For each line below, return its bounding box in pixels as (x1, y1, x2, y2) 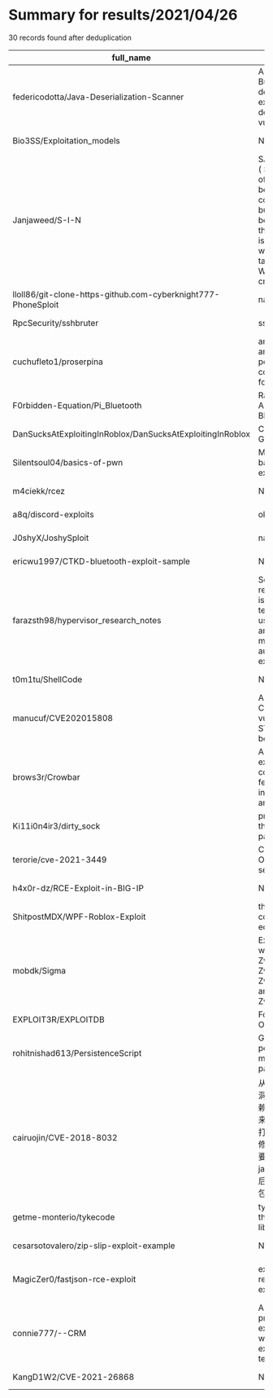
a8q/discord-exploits (12, 508, 95, 520)
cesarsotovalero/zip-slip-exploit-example (12, 1240, 175, 1251)
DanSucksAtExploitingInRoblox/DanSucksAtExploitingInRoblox (12, 428, 250, 439)
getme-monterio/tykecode (12, 1211, 115, 1223)
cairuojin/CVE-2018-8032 (12, 1132, 118, 1143)
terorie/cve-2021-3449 (12, 854, 107, 865)
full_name (111, 51, 152, 63)
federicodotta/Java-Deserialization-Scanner (12, 91, 184, 103)
